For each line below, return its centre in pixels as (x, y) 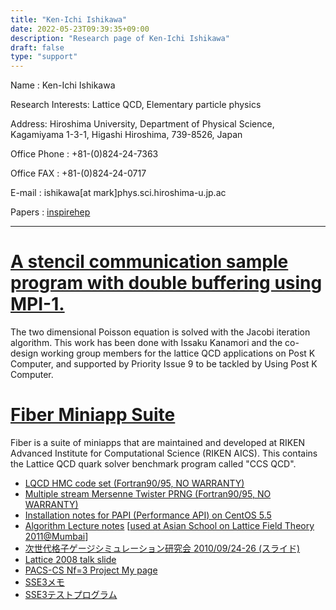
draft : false (37, 47)
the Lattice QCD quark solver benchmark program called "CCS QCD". (153, 464)
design (24, 353)
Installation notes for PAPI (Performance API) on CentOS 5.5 (148, 515)
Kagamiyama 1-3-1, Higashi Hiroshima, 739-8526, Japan (126, 135)
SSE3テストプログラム (71, 594)
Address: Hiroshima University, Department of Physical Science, (142, 124)
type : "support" (44, 57)
